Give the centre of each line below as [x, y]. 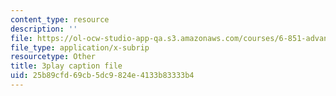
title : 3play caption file [66, 66]
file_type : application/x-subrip [80, 47]
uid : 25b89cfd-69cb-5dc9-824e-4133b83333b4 [102, 76]
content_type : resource [60, 19]
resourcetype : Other [53, 57]
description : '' [44, 29]
